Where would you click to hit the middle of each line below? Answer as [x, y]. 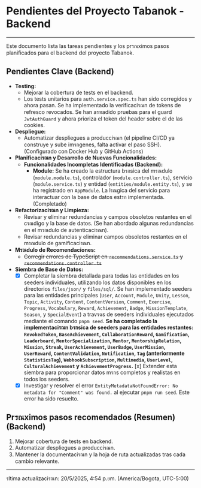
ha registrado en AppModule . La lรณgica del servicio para [101, 190]
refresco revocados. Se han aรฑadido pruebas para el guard [98, 112]
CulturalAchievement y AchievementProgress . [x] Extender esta [100, 366]
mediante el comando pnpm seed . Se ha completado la [90, 321]
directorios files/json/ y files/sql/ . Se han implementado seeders [108, 288]
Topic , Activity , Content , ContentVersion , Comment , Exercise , [98, 302]
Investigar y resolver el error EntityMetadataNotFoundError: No [101, 385]
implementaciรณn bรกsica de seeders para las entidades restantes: [109, 327]
